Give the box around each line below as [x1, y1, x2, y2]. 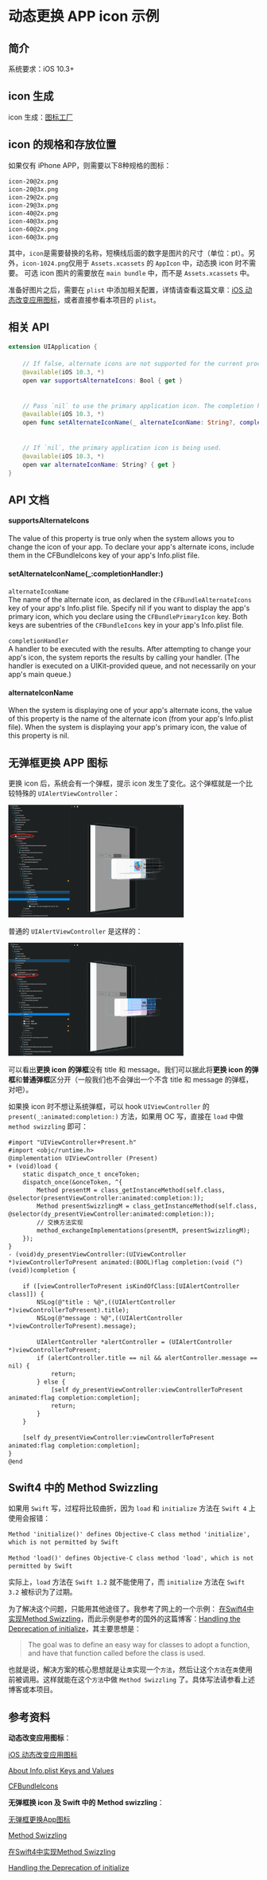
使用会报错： [8, 1514, 50, 1523]
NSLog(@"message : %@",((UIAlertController [37, 1314, 183, 1322]
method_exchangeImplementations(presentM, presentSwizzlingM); [37, 1226, 250, 1235]
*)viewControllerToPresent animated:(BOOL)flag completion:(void [8, 1258, 229, 1267]
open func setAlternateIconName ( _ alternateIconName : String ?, [22, 419, 237, 427]
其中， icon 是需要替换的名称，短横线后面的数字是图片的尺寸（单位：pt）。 [8, 248, 249, 257]
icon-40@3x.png [8, 217, 59, 225]
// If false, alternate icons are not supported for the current [22, 360, 244, 368]
